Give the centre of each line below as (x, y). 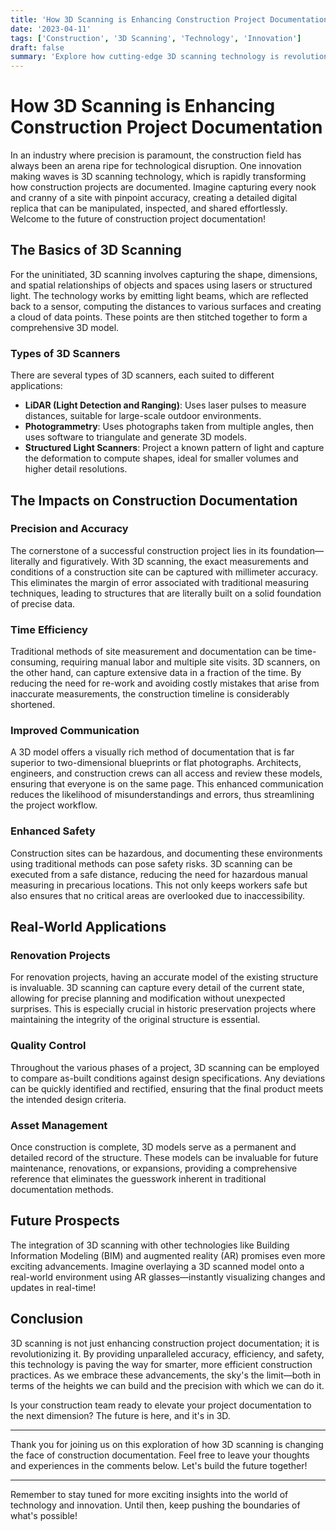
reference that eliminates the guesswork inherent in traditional (138, 1179)
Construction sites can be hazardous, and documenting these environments (166, 853)
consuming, (34, 662)
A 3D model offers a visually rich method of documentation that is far (152, 752)
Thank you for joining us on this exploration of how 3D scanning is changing (167, 1444)
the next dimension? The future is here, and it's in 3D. (120, 1415)
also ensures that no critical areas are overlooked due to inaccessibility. (157, 895)
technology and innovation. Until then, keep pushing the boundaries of (155, 1505)
